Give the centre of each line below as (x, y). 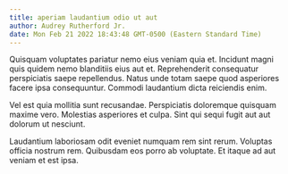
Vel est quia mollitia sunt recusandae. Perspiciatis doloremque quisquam (143, 105)
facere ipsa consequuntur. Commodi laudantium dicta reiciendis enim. (138, 88)
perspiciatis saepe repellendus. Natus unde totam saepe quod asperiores (144, 79)
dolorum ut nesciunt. (47, 124)
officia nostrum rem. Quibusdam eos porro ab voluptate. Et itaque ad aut (143, 151)
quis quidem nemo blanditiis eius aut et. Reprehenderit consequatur (134, 69)
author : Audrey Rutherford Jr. (68, 26)
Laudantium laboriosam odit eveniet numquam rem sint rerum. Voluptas (141, 141)
